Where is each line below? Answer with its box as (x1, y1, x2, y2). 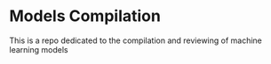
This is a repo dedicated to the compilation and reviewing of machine (9, 35, 262, 46)
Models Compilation (9, 6, 162, 26)
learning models (9, 44, 68, 54)
